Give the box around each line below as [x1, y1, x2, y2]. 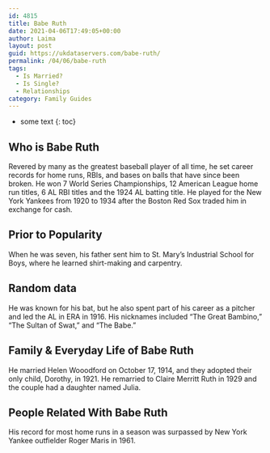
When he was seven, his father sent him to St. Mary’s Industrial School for [8, 249, 255, 259]
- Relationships [15, 87, 70, 95]
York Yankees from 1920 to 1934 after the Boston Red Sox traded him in [8, 196, 247, 206]
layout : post [8, 42, 53, 50]
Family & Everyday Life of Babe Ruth [8, 344, 194, 358]
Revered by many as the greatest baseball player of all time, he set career [8, 162, 254, 171]
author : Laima [8, 34, 57, 43]
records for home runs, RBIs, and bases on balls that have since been [8, 171, 240, 180]
